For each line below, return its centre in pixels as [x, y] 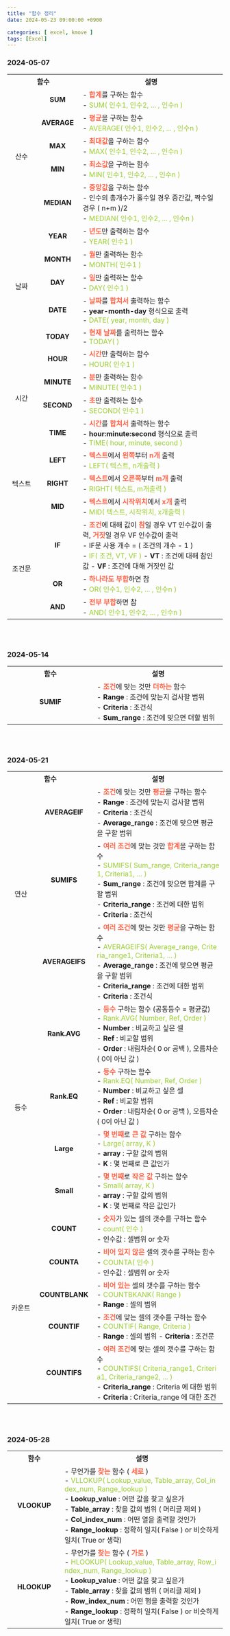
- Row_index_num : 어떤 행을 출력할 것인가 [132, 1601]
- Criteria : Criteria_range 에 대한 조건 [157, 1397]
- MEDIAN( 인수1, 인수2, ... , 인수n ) [138, 218]
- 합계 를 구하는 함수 [113, 95]
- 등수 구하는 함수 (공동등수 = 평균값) [154, 1009]
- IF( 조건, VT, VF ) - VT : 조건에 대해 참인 [148, 556]
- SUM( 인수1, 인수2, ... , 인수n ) [133, 105]
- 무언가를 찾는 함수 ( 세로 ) [106, 1472]
